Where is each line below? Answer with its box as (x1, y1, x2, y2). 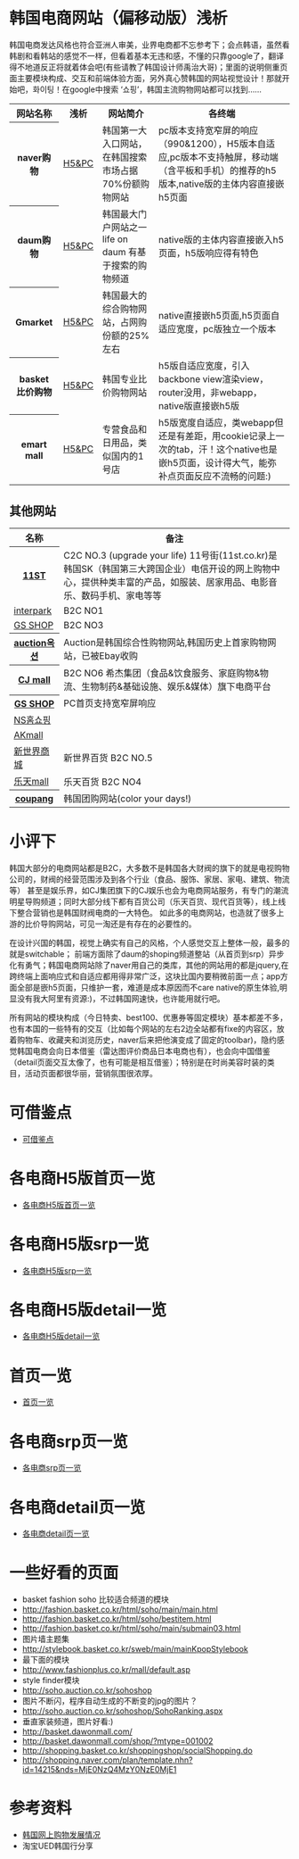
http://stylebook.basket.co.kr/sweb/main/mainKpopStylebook (21, 1644, 249, 1655)
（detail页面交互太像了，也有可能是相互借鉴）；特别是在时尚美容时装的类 (9, 1057, 276, 1067)
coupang (14, 793, 54, 804)
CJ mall (17, 674, 51, 686)
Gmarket (14, 316, 53, 328)
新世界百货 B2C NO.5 (63, 751, 153, 764)
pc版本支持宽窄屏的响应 (158, 124, 259, 137)
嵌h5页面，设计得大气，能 (158, 457, 269, 469)
